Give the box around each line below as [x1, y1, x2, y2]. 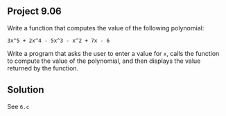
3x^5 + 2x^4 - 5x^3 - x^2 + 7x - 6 [7, 37, 110, 44]
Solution [7, 84, 44, 96]
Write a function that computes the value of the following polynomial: [7, 23, 205, 32]
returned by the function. [7, 64, 78, 72]
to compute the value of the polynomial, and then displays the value [7, 57, 201, 65]
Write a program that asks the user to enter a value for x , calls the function [7, 49, 220, 57]
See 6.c [7, 102, 30, 110]
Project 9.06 [7, 6, 62, 17]
